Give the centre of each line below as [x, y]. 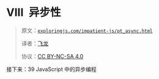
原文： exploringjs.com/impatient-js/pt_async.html [87, 30]
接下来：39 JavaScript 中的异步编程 [51, 69]
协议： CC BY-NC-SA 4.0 [52, 56]
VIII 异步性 [34, 12]
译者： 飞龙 [35, 43]
